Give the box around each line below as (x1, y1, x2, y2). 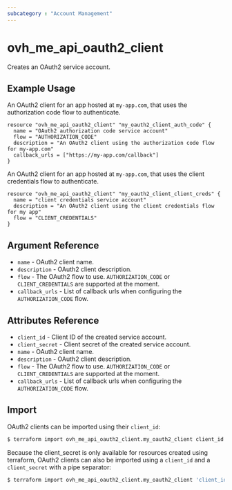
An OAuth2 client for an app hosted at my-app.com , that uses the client (7, 170, 205, 178)
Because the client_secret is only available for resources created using (7, 448, 209, 456)
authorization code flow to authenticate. (7, 108, 121, 117)
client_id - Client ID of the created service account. (17, 333, 167, 341)
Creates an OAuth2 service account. (7, 63, 110, 71)
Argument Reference (7, 239, 99, 251)
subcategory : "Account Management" (7, 10, 113, 17)
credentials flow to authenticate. (7, 177, 99, 186)
